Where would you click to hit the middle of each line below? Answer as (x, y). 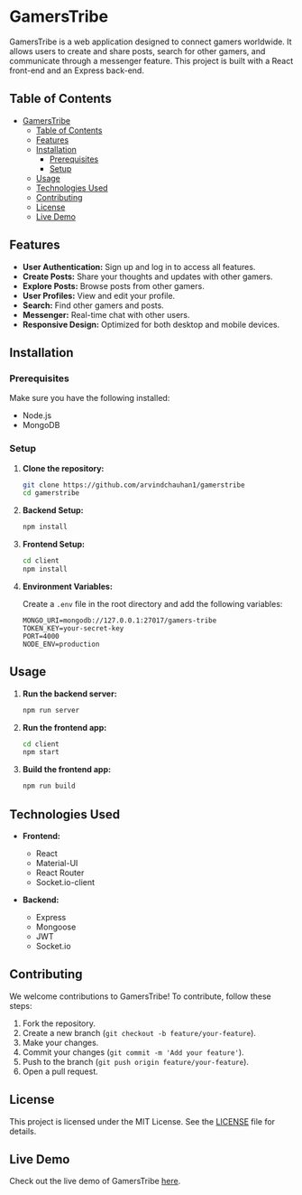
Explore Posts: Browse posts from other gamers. (113, 285)
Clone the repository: (63, 468)
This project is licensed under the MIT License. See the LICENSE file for (142, 1121)
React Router (60, 873)
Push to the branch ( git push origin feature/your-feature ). (136, 1061)
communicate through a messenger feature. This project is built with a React (151, 61)
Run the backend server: (69, 694)
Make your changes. (60, 1042)
